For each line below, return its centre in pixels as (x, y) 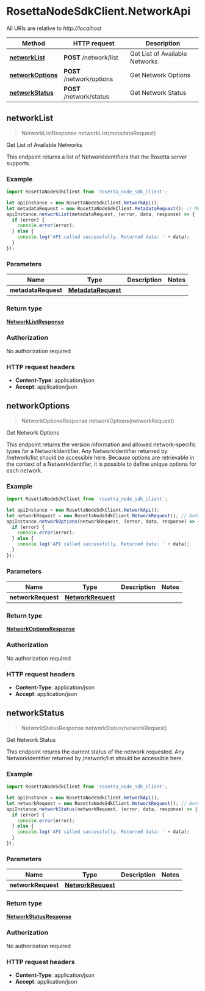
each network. (24, 470)
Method (34, 43)
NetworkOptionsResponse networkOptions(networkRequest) (98, 421)
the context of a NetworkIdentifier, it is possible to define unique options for (102, 464)
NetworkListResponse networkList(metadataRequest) (88, 133)
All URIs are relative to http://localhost (54, 28)
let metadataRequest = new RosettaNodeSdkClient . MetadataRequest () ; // (99, 208)
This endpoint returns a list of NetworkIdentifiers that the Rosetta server (97, 157)
